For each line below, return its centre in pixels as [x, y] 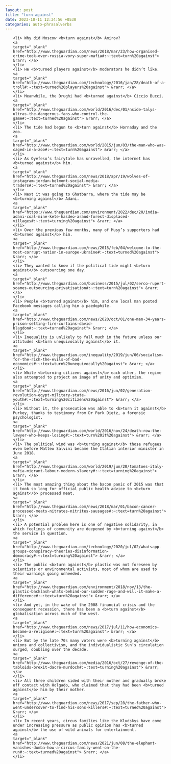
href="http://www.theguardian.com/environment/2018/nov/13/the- [82, 587]
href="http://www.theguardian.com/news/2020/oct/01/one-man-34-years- [89, 319]
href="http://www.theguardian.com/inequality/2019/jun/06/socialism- [88, 355]
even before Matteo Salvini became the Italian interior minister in [88, 449]
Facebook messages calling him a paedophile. [62, 306]
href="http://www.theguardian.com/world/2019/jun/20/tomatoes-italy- [88, 467]
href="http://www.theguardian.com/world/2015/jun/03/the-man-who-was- [89, 145]
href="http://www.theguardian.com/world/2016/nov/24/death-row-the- [87, 431]
